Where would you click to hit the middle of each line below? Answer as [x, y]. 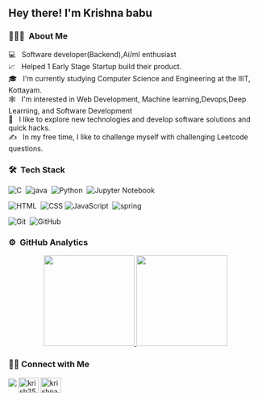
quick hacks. [29, 127]
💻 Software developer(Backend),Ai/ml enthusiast [93, 54]
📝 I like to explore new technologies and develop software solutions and [130, 119]
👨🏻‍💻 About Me [38, 36]
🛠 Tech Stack [37, 170]
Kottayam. [25, 90]
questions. [26, 148]
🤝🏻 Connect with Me [49, 364]
